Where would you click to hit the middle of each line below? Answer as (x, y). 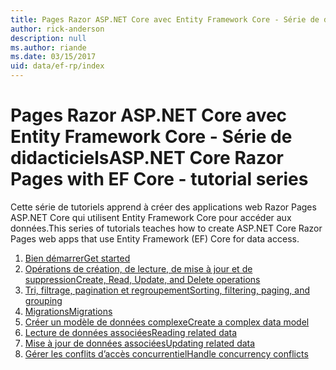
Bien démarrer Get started (77, 258)
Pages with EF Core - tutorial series (159, 179)
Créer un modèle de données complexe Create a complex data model (167, 322)
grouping (43, 300)
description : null (48, 38)
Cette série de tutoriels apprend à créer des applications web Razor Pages (163, 207)
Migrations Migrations (68, 311)
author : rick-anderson (57, 29)
